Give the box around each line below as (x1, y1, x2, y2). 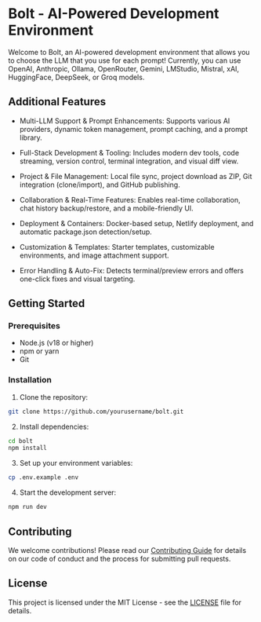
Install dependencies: (19, 422, 89, 431)
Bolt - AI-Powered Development (8, 5, 219, 23)
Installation (8, 375, 53, 386)
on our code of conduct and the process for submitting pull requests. (8, 554, 231, 563)
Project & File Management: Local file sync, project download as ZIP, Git (19, 171, 252, 181)
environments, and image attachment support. (19, 251, 170, 260)
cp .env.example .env (8, 474, 79, 481)
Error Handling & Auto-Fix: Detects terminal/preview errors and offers (19, 265, 245, 275)
